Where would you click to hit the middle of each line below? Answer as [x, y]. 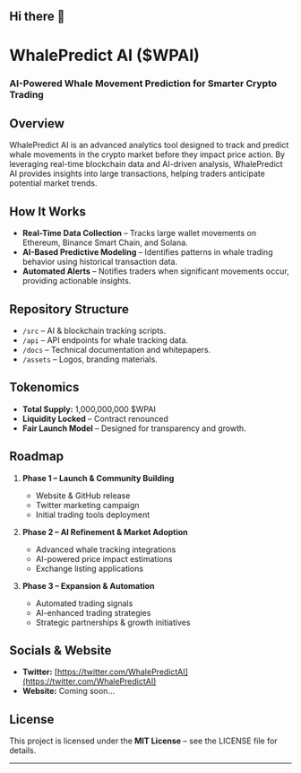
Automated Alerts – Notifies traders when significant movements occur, [155, 271]
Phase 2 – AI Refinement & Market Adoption [105, 531]
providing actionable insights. [77, 281]
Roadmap [37, 457]
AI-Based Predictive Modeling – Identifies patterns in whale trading [147, 252]
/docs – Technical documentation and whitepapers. [116, 349]
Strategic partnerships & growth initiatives [113, 622]
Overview [37, 123]
